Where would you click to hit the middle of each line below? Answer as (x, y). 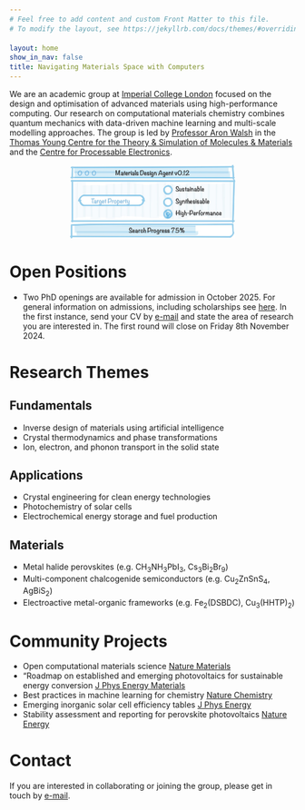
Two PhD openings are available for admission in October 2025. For (149, 297)
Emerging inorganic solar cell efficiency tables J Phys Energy (137, 705)
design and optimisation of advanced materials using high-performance (144, 104)
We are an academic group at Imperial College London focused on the (141, 94)
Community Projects (89, 641)
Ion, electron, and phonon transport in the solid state (121, 447)
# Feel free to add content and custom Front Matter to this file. (140, 19)
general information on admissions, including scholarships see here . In (155, 306)
